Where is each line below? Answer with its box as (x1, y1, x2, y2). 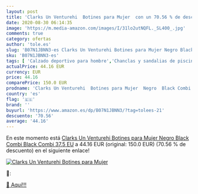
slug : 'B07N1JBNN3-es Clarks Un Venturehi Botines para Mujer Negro (6, 47, 178, 53)
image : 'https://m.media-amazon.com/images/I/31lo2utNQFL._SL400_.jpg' (6, 25, 186, 31)
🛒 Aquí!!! (6, 181, 27, 189)
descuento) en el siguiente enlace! (6, 147, 90, 154)
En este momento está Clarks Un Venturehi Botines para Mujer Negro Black (6, 134, 189, 142)
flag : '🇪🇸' (6, 96, 35, 102)
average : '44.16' (6, 119, 49, 124)
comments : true (6, 31, 44, 37)
